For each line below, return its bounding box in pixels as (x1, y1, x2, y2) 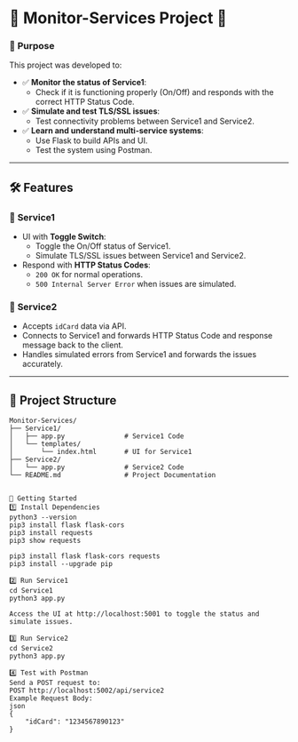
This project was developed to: (9, 60, 122, 70)
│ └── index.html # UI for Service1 (9, 448, 192, 457)
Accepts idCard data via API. (21, 321, 127, 331)
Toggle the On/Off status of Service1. (35, 241, 171, 251)
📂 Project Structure (9, 393, 117, 408)
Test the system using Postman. (35, 145, 153, 156)
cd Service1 (9, 586, 53, 595)
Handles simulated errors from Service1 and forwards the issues (21, 349, 257, 360)
